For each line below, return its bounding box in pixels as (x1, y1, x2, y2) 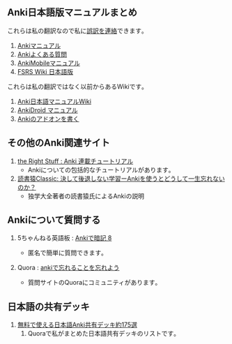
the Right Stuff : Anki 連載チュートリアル (17, 156, 134, 165)
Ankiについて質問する (7, 214, 101, 226)
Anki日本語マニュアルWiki (17, 97, 92, 105)
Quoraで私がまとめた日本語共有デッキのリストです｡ (27, 329, 178, 338)
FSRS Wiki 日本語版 (17, 67, 74, 75)
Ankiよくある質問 (17, 50, 68, 58)
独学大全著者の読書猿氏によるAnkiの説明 (27, 191, 145, 200)
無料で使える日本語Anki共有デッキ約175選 (17, 320, 138, 329)
